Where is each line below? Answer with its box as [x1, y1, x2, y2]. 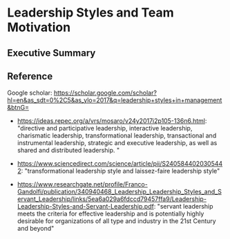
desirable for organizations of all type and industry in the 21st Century [17, 217, 216, 225]
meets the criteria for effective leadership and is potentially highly [17, 209, 204, 218]
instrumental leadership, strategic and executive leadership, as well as [17, 139, 218, 147]
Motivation [7, 19, 71, 35]
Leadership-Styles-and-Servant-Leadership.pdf [17, 202, 154, 211]
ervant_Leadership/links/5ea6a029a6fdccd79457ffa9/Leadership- [17, 195, 207, 203]
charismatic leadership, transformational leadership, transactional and [17, 131, 217, 140]
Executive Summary [7, 47, 96, 59]
